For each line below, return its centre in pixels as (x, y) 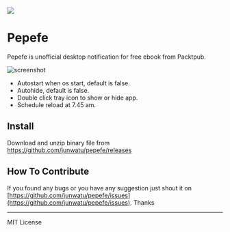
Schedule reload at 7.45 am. (56, 104)
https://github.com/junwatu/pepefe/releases (69, 150)
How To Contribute (48, 172)
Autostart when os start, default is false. (73, 83)
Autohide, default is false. (53, 90)
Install (21, 127)
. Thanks (142, 202)
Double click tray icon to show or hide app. (77, 98)
